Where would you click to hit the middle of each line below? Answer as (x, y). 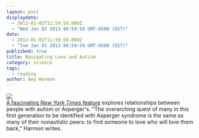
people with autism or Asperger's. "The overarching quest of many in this (98, 109)
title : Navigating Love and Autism (51, 57)
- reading (24, 74)
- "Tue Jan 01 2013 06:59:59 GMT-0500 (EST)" (70, 46)
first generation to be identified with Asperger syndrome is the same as (95, 116)
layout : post (23, 12)
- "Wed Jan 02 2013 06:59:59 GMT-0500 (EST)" (70, 29)
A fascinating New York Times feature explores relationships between (93, 103)
